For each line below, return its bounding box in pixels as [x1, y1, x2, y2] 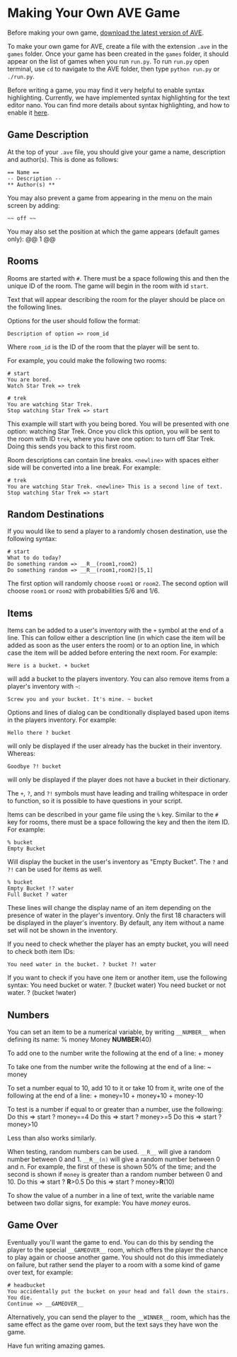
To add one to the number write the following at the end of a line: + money [7, 1049, 224, 1057]
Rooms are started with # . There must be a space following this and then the [7, 274, 230, 282]
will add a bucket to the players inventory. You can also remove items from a [7, 675, 230, 683]
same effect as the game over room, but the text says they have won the [7, 1320, 219, 1329]
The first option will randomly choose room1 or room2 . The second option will [7, 579, 229, 588]
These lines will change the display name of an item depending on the [7, 904, 212, 912]
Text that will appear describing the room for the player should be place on [7, 295, 225, 303]
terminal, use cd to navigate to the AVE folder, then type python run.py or [7, 64, 220, 73]
